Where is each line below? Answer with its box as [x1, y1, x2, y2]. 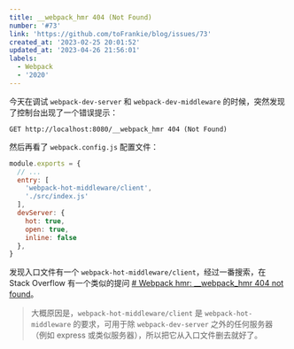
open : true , [25, 225, 69, 234]
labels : [9, 54, 38, 63]
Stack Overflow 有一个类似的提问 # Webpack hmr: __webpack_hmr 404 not [9, 278, 284, 289]
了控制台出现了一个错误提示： [9, 107, 118, 118]
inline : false [25, 233, 77, 242]
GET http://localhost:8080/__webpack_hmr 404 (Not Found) [9, 125, 228, 134]
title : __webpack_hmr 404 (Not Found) [9, 12, 152, 22]
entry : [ [17, 175, 50, 184]
